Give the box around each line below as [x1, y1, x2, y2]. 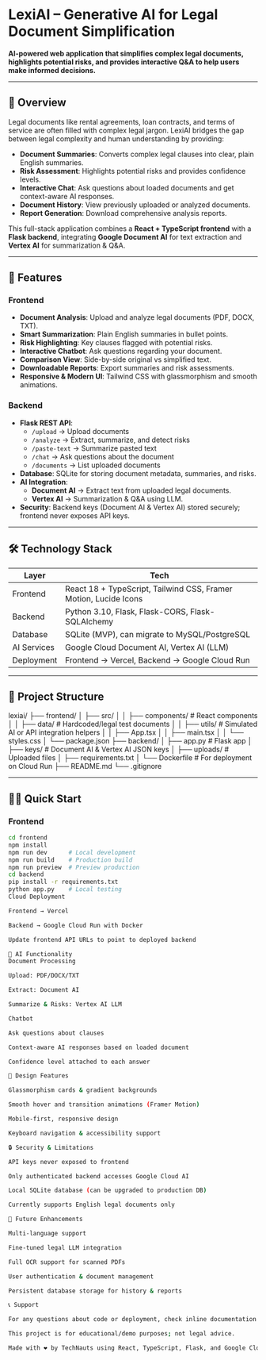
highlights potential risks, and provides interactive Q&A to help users [8, 57, 240, 67]
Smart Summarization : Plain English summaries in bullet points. [19, 329, 228, 339]
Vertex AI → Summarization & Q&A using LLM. [31, 494, 184, 503]
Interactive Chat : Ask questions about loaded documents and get [19, 182, 235, 192]
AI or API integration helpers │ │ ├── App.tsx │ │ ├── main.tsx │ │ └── [8, 728, 244, 737]
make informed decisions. [8, 65, 97, 75]
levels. [19, 175, 41, 184]
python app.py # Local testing [8, 886, 123, 893]
